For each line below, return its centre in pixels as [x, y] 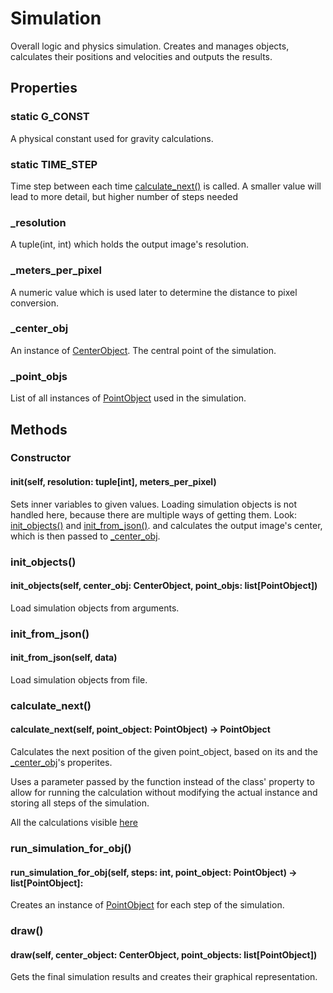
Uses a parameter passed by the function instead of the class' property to [162, 781]
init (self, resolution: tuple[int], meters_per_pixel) [113, 482]
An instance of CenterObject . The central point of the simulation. [143, 350]
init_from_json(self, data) [64, 658]
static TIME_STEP [54, 164]
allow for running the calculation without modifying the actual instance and [164, 792]
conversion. [34, 303]
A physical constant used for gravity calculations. [112, 138]
